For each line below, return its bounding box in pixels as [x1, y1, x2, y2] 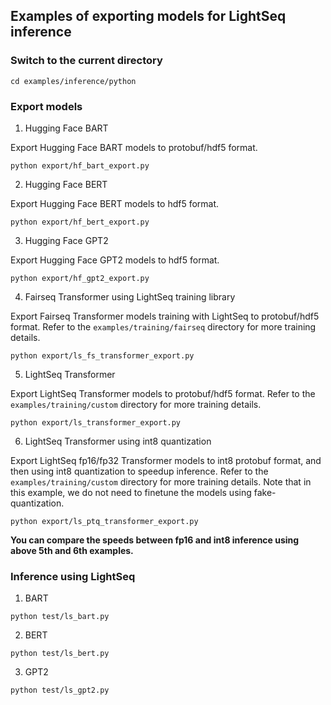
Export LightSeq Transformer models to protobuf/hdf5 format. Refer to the [10, 387, 316, 399]
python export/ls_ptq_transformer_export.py [10, 516, 199, 526]
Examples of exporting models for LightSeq [10, 8, 287, 25]
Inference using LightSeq [10, 569, 136, 583]
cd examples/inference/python [10, 76, 137, 86]
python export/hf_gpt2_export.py [10, 273, 150, 283]
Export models [10, 99, 83, 113]
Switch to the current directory [10, 54, 163, 68]
